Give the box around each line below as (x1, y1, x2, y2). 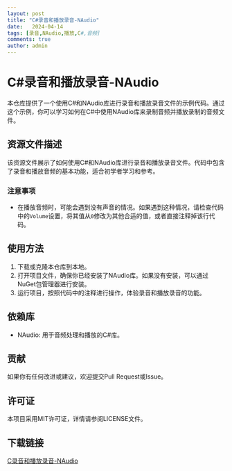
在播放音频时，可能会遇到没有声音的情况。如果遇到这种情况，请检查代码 (17, 203, 224, 212)
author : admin (7, 42, 48, 49)
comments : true (7, 36, 51, 43)
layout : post (7, 10, 45, 17)
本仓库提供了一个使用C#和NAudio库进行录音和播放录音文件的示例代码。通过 (7, 99, 225, 107)
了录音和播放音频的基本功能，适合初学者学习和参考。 (7, 167, 159, 175)
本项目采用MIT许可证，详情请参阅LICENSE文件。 (7, 415, 147, 423)
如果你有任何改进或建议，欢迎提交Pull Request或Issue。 (7, 372, 168, 381)
